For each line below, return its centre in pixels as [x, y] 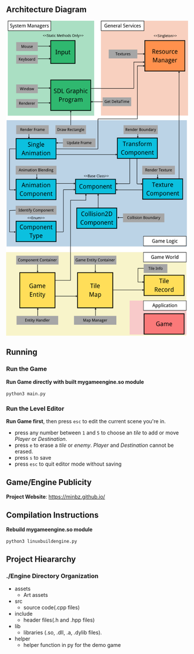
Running [22, 352]
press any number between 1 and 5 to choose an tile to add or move [97, 433]
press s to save [33, 457]
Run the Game [27, 369]
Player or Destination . [41, 439]
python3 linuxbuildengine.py [42, 541]
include [23, 614]
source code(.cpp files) [52, 607]
